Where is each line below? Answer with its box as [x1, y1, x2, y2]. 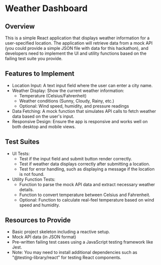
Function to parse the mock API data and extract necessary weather [19, 181, 155, 187]
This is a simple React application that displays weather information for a [5, 35, 150, 41]
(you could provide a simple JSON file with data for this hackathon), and [5, 46, 149, 51]
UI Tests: [12, 151, 30, 156]
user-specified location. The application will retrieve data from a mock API [5, 40, 153, 46]
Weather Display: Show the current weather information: [12, 88, 124, 94]
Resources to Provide [5, 216, 71, 224]
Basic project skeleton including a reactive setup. [12, 229, 110, 235]
